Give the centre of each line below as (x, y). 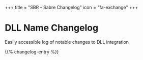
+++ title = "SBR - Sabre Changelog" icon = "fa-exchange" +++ (71, 7)
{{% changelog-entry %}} (32, 52)
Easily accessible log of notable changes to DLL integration (67, 42)
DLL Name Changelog (52, 28)
